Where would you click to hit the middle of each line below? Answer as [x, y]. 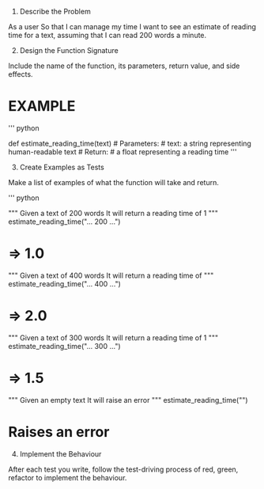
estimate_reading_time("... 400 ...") [64, 283]
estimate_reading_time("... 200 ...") [64, 222]
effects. [21, 74]
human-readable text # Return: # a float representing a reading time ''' [123, 152]
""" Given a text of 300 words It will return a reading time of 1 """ [113, 337]
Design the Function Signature [69, 50]
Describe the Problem [55, 11]
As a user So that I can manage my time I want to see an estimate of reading [132, 27]
